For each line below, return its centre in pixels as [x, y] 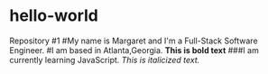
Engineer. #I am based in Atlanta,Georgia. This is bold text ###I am [134, 50]
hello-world [54, 16]
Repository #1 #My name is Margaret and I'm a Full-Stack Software [134, 41]
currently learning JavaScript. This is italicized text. [105, 60]
